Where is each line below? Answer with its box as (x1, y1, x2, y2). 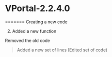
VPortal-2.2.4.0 (5, 3, 70, 14)
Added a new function (12, 28, 57, 34)
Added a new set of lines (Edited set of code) (16, 47, 108, 53)
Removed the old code (5, 37, 50, 43)
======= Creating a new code (5, 19, 68, 25)
